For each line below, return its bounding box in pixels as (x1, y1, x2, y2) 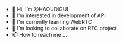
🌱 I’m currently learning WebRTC (11, 18, 92, 25)
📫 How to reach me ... (11, 32, 67, 38)
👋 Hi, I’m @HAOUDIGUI (11, 6, 68, 12)
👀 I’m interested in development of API (11, 12, 106, 19)
